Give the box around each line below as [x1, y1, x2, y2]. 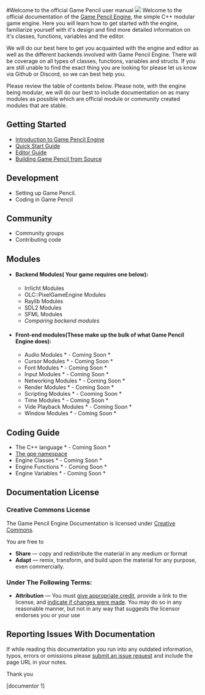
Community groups [15, 229, 64, 237]
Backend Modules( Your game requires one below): [15, 271, 149, 278]
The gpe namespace [15, 450, 68, 458]
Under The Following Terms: [6, 578, 92, 587]
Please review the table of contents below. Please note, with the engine [6, 83, 187, 89]
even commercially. [15, 563, 65, 570]
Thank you [6, 670, 34, 677]
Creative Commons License [6, 505, 91, 514]
